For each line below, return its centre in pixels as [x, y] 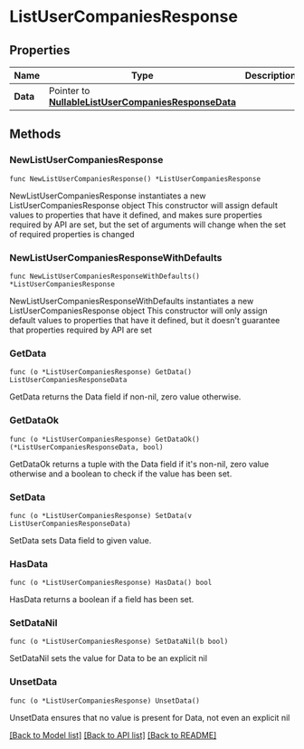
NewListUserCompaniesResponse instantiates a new [108, 196]
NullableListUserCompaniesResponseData [142, 102]
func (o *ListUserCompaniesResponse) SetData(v [101, 515]
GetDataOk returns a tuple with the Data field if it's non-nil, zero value [139, 464]
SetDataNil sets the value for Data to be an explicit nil [109, 658]
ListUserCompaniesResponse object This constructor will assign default [143, 205]
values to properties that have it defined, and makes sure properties [136, 215]
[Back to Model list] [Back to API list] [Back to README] [113, 735]
